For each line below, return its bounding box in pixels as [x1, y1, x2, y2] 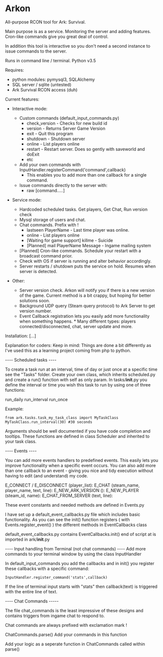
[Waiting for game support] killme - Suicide [26, 237, 113, 243]
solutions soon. [19, 297, 50, 303]
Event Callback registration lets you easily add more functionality [19, 313, 150, 319]
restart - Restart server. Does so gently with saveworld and [26, 146, 145, 152]
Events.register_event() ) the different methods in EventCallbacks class [5, 522, 147, 528]
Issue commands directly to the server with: [19, 182, 108, 188]
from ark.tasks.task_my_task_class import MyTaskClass [5, 415, 119, 420]
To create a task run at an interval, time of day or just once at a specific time [5, 366, 158, 372]
